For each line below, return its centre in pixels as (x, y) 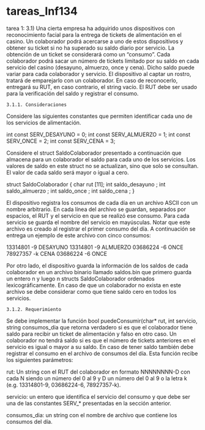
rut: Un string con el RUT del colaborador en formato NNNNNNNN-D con (99, 372)
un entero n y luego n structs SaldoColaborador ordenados (80, 278)
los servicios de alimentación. (44, 122)
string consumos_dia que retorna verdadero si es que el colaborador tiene (100, 327)
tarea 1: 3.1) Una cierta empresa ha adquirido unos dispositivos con (91, 28)
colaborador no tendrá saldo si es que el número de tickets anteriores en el (101, 340)
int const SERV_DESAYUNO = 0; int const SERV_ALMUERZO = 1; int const (99, 134)
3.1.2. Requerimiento (34, 309)
